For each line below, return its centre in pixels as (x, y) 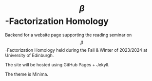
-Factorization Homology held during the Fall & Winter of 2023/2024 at (76, 50)
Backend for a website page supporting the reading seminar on (68, 35)
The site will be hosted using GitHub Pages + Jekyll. (57, 64)
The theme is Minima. (27, 74)
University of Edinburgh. (29, 55)
